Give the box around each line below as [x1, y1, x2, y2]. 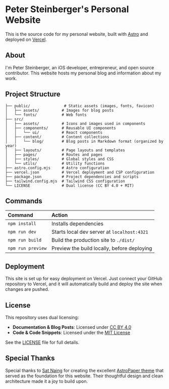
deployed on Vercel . [5, 36, 47, 42]
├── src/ [5, 116, 24, 122]
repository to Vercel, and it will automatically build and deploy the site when [5, 281, 162, 287]
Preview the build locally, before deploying [51, 245, 152, 252]
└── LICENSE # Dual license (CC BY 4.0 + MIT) [5, 183, 135, 188]
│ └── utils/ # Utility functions [5, 161, 105, 166]
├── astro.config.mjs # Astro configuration [5, 165, 109, 170]
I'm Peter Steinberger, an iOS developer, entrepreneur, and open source [5, 64, 154, 70]
